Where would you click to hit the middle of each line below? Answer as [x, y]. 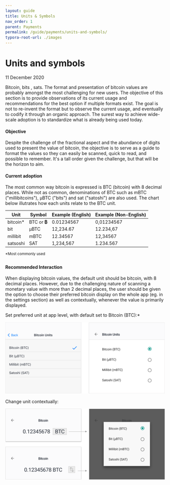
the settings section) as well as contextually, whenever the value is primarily [84, 300]
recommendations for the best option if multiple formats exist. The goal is [82, 103]
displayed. [16, 306]
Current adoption [24, 176]
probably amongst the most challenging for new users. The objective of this [84, 93]
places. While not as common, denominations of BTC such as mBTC [76, 193]
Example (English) [71, 215]
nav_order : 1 [19, 21]
